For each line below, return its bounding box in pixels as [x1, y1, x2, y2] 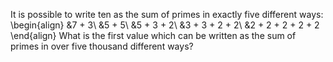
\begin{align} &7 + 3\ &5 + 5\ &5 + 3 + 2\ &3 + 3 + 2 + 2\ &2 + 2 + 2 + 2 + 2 [10, 19, 320, 31]
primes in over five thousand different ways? [10, 40, 194, 52]
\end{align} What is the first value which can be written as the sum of [10, 30, 297, 41]
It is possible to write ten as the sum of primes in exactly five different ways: [10, 9, 324, 20]
